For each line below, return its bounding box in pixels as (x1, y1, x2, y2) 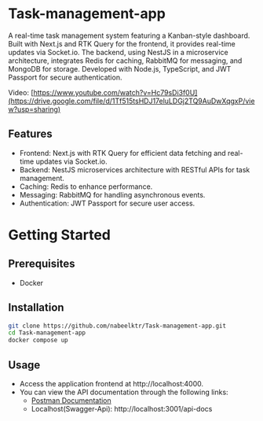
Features (8, 127, 53, 141)
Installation (8, 301, 64, 315)
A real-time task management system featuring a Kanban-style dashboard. (8, 31, 250, 40)
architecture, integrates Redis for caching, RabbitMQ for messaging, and (8, 56, 243, 65)
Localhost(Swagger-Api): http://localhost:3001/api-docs (31, 404, 213, 413)
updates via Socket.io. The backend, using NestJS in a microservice (8, 47, 229, 57)
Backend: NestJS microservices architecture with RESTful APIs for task (19, 164, 250, 174)
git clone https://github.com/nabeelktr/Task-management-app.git (8, 322, 226, 330)
